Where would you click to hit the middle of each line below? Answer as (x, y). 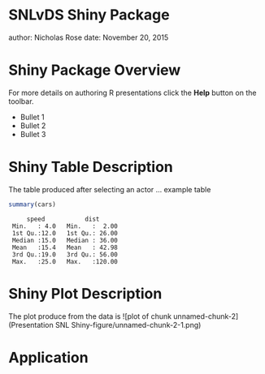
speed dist (63, 219)
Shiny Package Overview (95, 70)
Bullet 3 (33, 134)
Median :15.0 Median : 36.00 (65, 240)
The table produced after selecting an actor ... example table (110, 189)
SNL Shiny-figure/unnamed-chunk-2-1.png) (128, 325)
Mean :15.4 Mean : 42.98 (65, 247)
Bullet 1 (32, 117)
